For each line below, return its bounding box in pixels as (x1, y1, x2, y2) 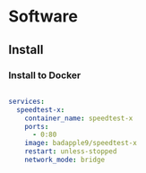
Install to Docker (8, 69, 82, 82)
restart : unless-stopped (24, 147, 117, 156)
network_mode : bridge (24, 155, 105, 164)
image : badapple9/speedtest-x (24, 139, 138, 148)
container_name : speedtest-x (24, 114, 133, 123)
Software (8, 6, 78, 27)
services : (8, 97, 46, 106)
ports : (24, 122, 49, 131)
